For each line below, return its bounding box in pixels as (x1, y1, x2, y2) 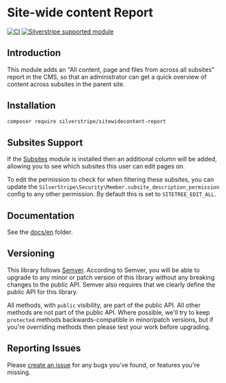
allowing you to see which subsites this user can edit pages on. (7, 162, 186, 170)
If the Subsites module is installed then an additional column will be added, (7, 155, 217, 163)
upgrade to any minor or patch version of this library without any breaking (7, 273, 215, 281)
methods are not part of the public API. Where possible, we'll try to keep (7, 308, 210, 316)
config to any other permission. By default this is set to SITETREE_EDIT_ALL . (7, 190, 216, 198)
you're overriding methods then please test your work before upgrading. (7, 323, 211, 331)
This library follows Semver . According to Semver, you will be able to (7, 265, 200, 274)
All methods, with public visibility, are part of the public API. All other (7, 301, 201, 309)
